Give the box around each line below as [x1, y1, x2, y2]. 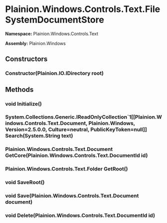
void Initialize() [5, 100, 42, 107]
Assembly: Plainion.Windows [5, 40, 66, 46]
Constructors [5, 55, 48, 63]
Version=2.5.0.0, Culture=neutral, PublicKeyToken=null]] [5, 126, 147, 133]
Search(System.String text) [5, 132, 73, 139]
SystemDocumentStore [5, 14, 105, 25]
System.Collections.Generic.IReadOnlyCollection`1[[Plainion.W [5, 113, 162, 120]
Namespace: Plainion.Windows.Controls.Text [5, 30, 98, 36]
